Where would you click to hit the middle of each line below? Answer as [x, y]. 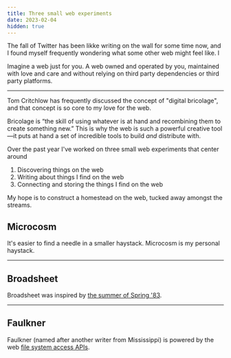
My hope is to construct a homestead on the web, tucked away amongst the [115, 198]
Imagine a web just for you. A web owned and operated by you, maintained [113, 67]
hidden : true [26, 26]
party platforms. [30, 81]
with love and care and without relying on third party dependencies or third [113, 74]
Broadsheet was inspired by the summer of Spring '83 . [85, 295]
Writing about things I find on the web [70, 177]
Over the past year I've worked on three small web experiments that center [113, 149]
